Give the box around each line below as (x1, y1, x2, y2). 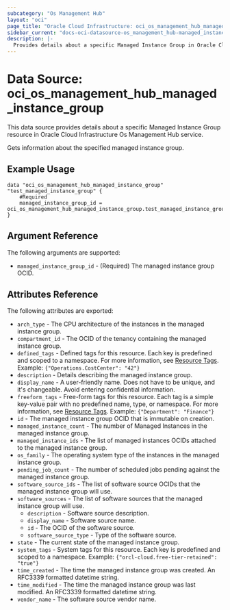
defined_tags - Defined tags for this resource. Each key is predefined (16, 349, 212, 357)
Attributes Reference (7, 288, 99, 300)
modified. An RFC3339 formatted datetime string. (16, 588, 157, 596)
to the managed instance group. (16, 444, 107, 452)
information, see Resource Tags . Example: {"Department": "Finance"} (16, 407, 214, 416)
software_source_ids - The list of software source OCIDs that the (16, 480, 201, 488)
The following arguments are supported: (7, 248, 121, 257)
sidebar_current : (7, 29, 57, 36)
